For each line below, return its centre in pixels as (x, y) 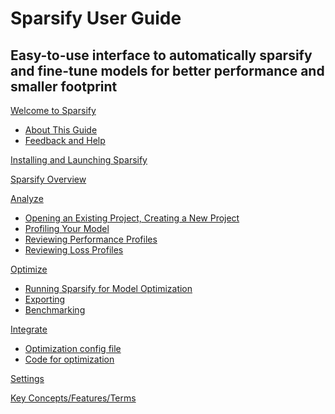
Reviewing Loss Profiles (74, 250)
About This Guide (61, 130)
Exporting (45, 299)
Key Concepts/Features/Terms (73, 398)
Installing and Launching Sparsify (79, 160)
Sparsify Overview (48, 179)
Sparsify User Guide (96, 18)
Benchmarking (55, 310)
